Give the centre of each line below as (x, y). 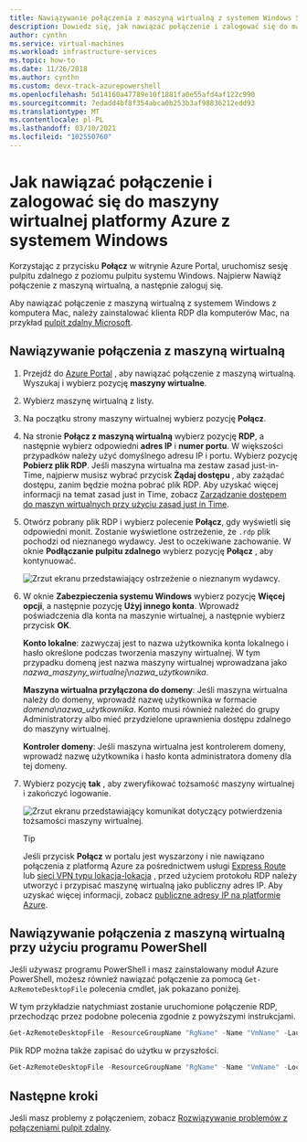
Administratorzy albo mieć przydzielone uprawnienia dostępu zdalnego (157, 719)
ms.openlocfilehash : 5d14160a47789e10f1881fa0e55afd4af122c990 (132, 94)
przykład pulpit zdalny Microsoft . (71, 322)
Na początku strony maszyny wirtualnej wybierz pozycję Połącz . (144, 418)
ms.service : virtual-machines (67, 43)
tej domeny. (45, 765)
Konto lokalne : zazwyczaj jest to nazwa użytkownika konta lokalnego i (156, 643)
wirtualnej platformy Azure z (120, 221)
